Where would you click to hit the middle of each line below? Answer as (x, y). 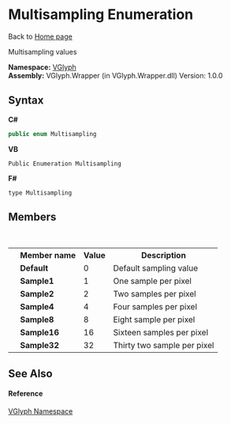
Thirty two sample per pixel (164, 346)
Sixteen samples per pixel (161, 332)
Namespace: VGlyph (42, 67)
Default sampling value (156, 268)
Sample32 (40, 346)
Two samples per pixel (155, 294)
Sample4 (37, 307)
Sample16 (40, 332)
